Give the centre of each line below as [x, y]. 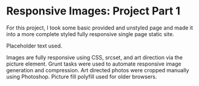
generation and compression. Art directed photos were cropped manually [98, 70]
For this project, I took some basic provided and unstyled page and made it [100, 28]
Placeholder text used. [34, 46]
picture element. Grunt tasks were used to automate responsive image [94, 64]
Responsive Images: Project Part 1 [93, 11]
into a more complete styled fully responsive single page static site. [90, 34]
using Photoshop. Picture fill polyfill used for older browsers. [82, 76]
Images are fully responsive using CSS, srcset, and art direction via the [95, 57]
